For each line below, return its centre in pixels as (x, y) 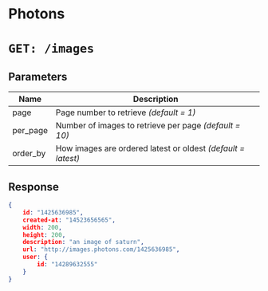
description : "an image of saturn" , (84, 242)
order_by (29, 154)
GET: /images (51, 49)
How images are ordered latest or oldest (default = (150, 148)
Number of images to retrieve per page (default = (148, 126)
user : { (35, 257)
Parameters (38, 77)
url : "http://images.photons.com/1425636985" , (101, 250)
